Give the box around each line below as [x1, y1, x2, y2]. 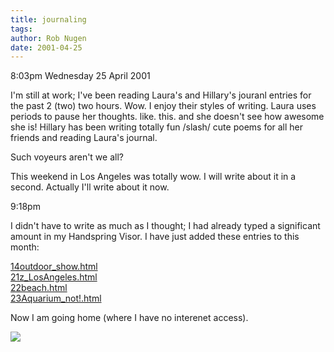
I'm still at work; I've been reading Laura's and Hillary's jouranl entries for [10, 89, 312, 101]
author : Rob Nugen [10, 33, 87, 43]
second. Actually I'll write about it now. [10, 181, 170, 193]
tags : [10, 24, 33, 34]
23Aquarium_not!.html [10, 292, 102, 305]
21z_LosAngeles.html [10, 271, 98, 283]
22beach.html [10, 282, 68, 294]
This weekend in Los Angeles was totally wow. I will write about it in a [10, 171, 297, 183]
